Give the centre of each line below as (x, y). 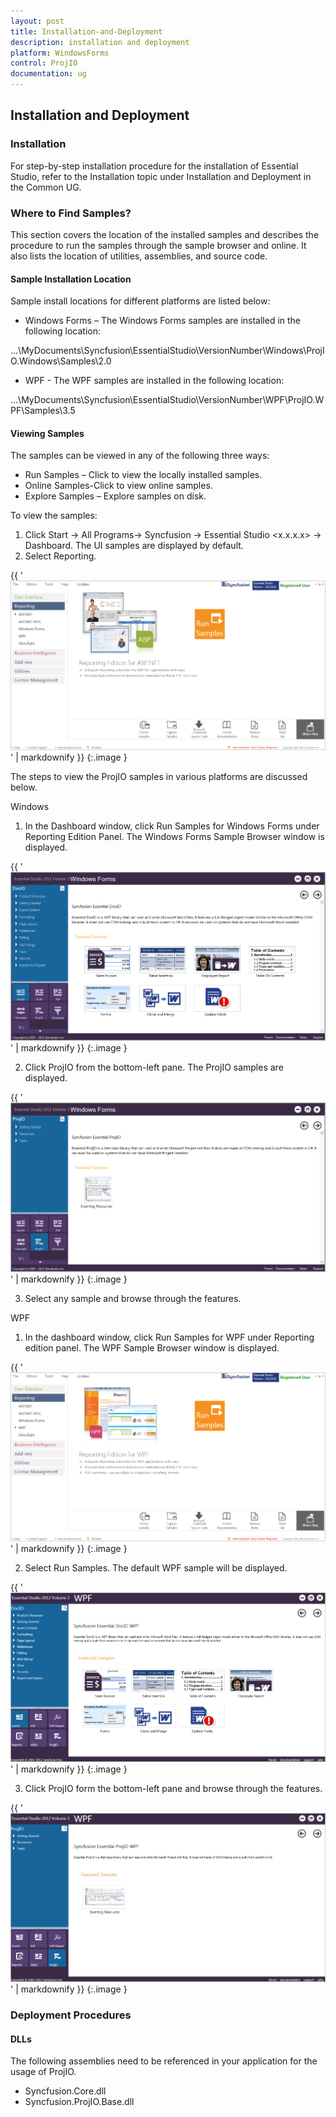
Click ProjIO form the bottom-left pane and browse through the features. (173, 1788)
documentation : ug (48, 74)
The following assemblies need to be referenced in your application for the (164, 2061)
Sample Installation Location (71, 279)
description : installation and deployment (100, 42)
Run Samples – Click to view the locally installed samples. (143, 475)
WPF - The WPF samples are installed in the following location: (154, 381)
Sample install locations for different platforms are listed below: (140, 301)
